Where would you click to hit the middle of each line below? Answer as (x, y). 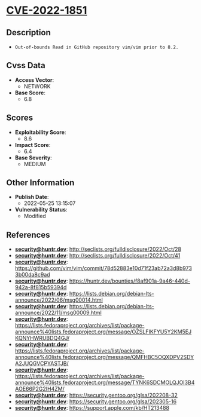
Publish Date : (32, 197)
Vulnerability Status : (41, 210)
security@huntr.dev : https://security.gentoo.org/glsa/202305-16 (96, 401)
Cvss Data (26, 65)
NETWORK (37, 86)
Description (28, 33)
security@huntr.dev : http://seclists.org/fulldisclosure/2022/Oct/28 (98, 249)
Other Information (40, 183)
